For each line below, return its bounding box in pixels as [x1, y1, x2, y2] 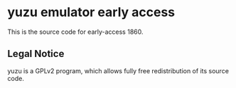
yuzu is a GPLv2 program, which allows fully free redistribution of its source [7, 66, 230, 75]
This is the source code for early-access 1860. [7, 27, 144, 36]
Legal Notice [7, 48, 65, 60]
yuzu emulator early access [7, 4, 176, 20]
